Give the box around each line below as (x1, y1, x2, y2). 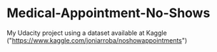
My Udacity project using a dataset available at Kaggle (6, 28, 167, 37)
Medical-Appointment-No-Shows (6, 5, 211, 21)
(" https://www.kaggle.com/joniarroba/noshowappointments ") (6, 36, 188, 44)
